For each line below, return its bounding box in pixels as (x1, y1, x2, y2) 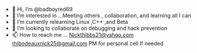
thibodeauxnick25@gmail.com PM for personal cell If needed (11, 40, 164, 47)
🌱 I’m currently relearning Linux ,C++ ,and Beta (11, 18, 129, 25)
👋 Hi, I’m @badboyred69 (11, 6, 73, 13)
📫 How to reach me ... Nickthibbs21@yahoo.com (11, 32, 134, 38)
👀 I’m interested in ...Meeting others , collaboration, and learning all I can (11, 12, 192, 19)
